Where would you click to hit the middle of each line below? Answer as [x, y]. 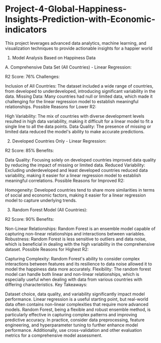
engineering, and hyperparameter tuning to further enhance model [72, 325]
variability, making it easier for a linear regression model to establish [73, 175]
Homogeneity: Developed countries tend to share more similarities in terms [80, 190]
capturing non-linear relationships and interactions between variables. [75, 234]
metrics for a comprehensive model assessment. [54, 335]
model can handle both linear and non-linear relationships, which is [72, 274]
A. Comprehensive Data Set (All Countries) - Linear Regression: [68, 67]
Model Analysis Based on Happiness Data [54, 57]
